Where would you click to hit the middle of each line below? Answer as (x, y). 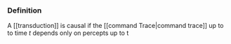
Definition (25, 10)
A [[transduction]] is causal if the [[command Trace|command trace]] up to (115, 26)
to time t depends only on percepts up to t (68, 33)
